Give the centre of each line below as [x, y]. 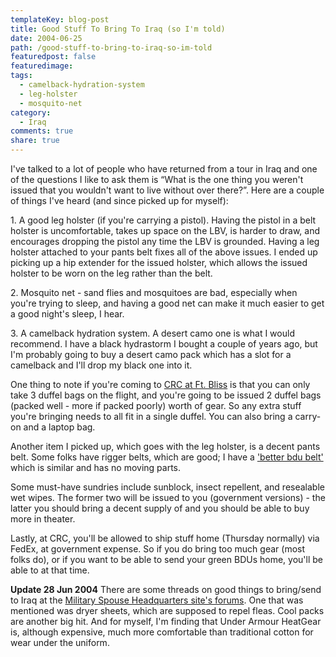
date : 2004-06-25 [46, 38]
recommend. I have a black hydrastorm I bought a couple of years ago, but [164, 344]
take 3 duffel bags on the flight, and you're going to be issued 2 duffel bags [166, 395]
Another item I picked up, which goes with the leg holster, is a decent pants [165, 446]
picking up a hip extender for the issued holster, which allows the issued [159, 262]
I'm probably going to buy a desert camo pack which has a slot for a [151, 354]
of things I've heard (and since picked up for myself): [119, 200]
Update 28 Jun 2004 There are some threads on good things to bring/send [166, 589]
